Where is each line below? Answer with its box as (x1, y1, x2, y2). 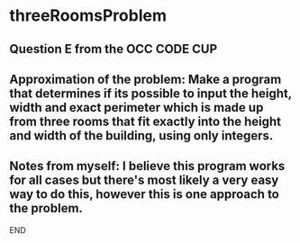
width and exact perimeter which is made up (9, 100, 264, 115)
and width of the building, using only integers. (9, 128, 274, 143)
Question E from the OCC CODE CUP (9, 41, 218, 57)
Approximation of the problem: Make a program (9, 71, 282, 86)
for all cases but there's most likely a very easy (9, 173, 279, 188)
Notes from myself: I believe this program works (9, 158, 286, 174)
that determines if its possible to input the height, (9, 85, 293, 101)
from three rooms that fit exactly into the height (9, 113, 282, 129)
